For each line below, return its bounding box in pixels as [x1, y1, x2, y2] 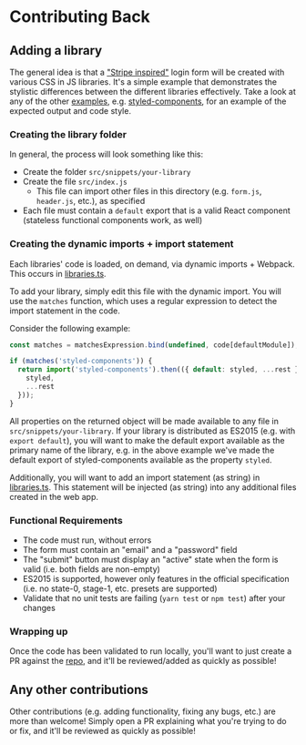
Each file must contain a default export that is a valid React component [22, 205, 291, 216]
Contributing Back [9, 6, 150, 27]
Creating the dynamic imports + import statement [9, 238, 234, 250]
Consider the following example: [9, 322, 131, 333]
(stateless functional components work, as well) [22, 215, 203, 226]
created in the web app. [9, 491, 98, 502]
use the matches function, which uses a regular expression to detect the [9, 295, 278, 306]
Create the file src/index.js [22, 176, 127, 188]
